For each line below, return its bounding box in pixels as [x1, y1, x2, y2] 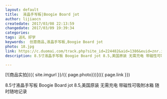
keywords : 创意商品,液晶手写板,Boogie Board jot [5, 40, 103, 45]
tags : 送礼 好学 [5, 35, 36, 40]
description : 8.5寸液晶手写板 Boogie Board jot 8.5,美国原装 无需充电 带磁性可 [5, 53, 161, 58]
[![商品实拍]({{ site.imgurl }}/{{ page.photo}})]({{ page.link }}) [5, 72, 130, 78]
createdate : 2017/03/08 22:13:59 [5, 21, 75, 26]
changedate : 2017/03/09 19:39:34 [5, 26, 75, 31]
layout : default [5, 7, 39, 12]
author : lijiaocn [5, 16, 41, 21]
